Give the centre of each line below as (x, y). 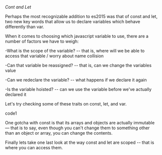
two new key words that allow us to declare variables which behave (72, 22)
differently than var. (25, 27)
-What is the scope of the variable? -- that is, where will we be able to (75, 51)
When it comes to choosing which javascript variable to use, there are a (77, 36)
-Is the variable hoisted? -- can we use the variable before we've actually (78, 89)
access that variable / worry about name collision (54, 56)
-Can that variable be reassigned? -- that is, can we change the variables (78, 65)
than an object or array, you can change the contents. (59, 133)
